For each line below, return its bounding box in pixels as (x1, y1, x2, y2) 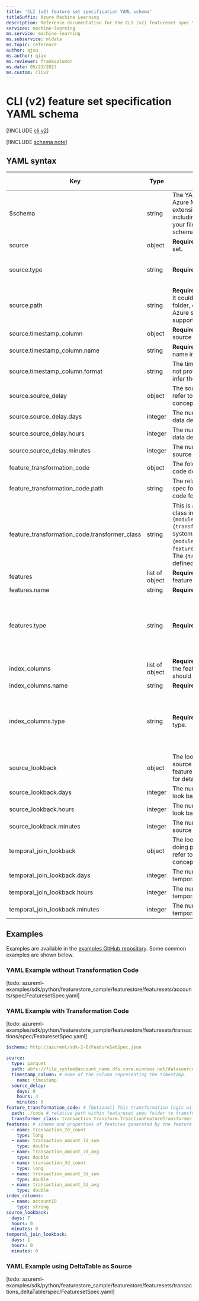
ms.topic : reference (6, 42, 57, 48)
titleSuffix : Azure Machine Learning (6, 14, 99, 20)
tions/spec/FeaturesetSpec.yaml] (6, 1033, 88, 1040)
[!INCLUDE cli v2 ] (6, 127, 49, 134)
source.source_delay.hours (9, 429, 85, 438)
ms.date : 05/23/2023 (6, 63, 57, 70)
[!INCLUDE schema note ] (6, 139, 68, 146)
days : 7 (11, 1215, 31, 1221)
